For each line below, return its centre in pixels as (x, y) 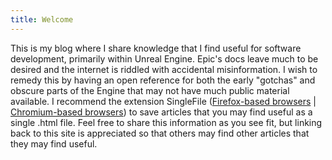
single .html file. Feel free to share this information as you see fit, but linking (166, 122)
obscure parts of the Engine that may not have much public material (150, 90)
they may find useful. (54, 143)
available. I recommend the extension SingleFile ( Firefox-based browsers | (163, 101)
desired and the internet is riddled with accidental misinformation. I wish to (164, 69)
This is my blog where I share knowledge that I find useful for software (156, 48)
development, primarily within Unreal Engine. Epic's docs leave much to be (164, 58)
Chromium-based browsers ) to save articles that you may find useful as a (161, 112)
